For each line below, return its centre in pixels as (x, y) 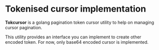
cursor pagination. (24, 27)
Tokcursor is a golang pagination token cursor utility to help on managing (79, 22)
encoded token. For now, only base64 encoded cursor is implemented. (77, 42)
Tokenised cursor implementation (76, 9)
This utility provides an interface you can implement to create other (73, 37)
